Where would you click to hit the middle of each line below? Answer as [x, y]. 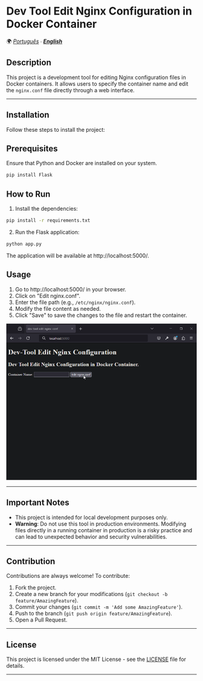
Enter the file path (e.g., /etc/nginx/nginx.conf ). [75, 302]
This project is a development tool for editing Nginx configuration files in [96, 77]
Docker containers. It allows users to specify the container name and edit [97, 84]
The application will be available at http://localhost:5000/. [78, 256]
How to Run [28, 194]
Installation [28, 115]
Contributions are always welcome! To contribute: [68, 576]
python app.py [24, 244]
